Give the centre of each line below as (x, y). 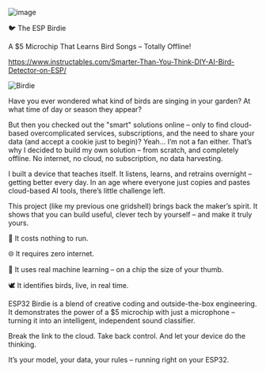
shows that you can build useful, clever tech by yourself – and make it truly (130, 215)
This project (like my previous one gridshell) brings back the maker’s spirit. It (133, 206)
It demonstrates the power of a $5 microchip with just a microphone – (122, 312)
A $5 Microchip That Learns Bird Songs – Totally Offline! (100, 46)
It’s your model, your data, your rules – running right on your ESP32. (119, 360)
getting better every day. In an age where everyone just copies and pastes (129, 182)
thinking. (23, 344)
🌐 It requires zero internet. (51, 253)
